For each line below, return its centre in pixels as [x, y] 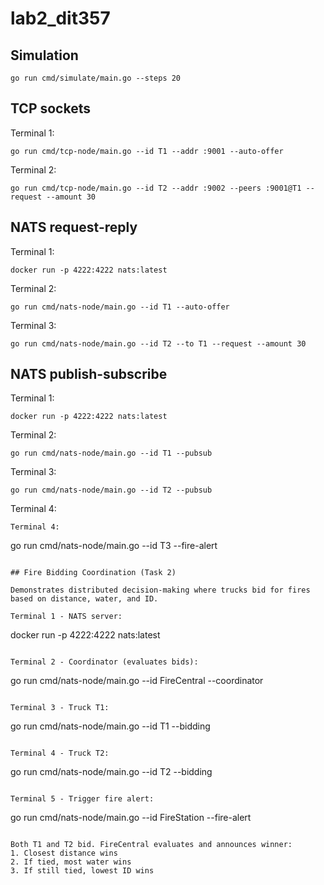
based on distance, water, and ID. [84, 599]
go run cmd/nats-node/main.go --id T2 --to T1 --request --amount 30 [158, 343]
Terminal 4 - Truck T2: [60, 753]
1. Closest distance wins [64, 853]
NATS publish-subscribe [89, 374]
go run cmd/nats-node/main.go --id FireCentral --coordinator [137, 681]
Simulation [44, 55]
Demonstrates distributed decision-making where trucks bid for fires [160, 590]
